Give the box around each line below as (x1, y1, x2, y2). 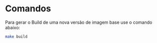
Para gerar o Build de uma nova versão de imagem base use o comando (5, 19, 153, 25)
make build (5, 34, 28, 39)
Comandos (5, 3, 51, 14)
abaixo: (5, 24, 20, 30)
